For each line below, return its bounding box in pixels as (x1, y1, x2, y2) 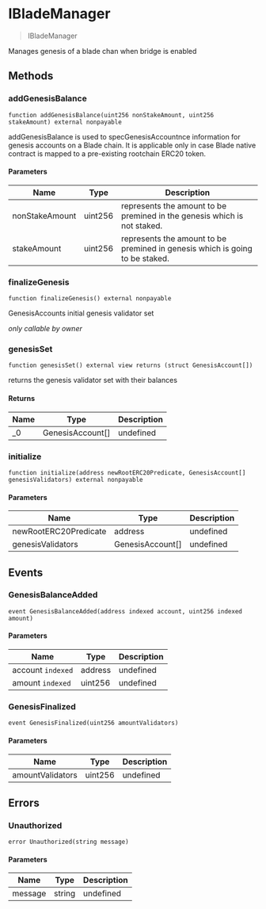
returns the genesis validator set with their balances (8, 376, 178, 385)
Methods (8, 69, 54, 83)
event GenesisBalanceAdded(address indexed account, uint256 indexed (8, 607, 243, 615)
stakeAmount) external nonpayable (8, 118, 123, 126)
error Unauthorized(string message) (8, 838, 129, 846)
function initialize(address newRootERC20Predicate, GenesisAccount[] (8, 468, 246, 476)
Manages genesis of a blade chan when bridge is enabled (8, 46, 197, 55)
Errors (8, 796, 40, 809)
